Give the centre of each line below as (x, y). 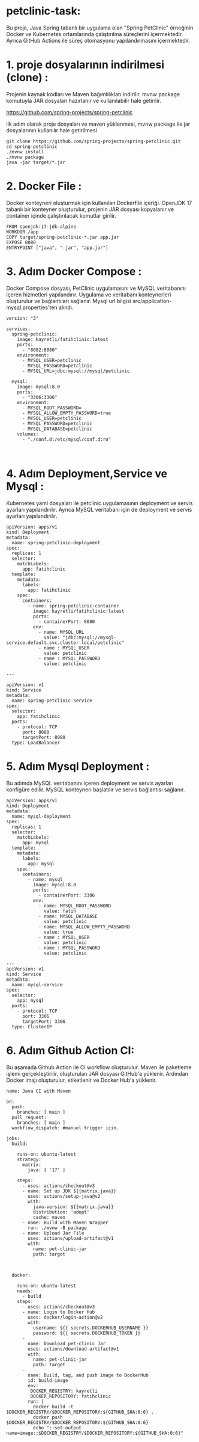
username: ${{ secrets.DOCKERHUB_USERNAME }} (91, 1328)
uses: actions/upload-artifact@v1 (71, 1238)
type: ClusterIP (32, 1026)
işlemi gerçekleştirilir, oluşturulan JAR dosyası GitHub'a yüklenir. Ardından (97, 1073)
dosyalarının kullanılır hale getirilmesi (52, 130)
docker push (48, 1417)
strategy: (29, 1159)
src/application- (152, 301)
